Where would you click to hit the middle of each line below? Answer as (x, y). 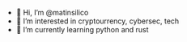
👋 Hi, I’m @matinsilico (52, 13)
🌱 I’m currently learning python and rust (82, 29)
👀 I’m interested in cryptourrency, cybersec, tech (98, 21)
